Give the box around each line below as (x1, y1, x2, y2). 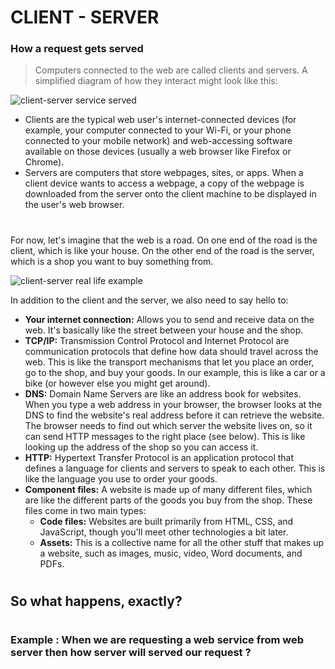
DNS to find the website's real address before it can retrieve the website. (24, 409, 325, 421)
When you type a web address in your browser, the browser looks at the (24, 398, 323, 410)
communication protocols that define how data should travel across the (24, 345, 319, 357)
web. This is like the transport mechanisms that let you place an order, (24, 356, 315, 368)
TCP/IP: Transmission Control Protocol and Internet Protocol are (24, 334, 290, 346)
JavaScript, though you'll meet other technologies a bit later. (39, 526, 289, 538)
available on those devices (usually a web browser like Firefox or (24, 146, 292, 158)
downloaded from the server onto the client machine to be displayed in (24, 188, 317, 200)
